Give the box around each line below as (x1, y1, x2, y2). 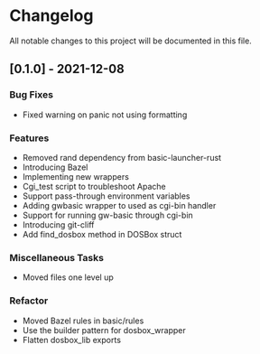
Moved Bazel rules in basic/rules (22, 315, 144, 326)
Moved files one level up (22, 272, 115, 283)
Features (9, 132, 50, 144)
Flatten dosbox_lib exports (22, 334, 122, 345)
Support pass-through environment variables (22, 191, 191, 201)
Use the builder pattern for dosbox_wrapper (22, 324, 187, 335)
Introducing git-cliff (22, 219, 95, 230)
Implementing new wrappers (22, 171, 129, 182)
